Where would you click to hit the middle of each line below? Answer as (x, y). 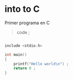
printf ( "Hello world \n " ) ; (41, 64)
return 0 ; (25, 68)
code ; (23, 32)
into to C (22, 9)
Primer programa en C (27, 23)
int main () (16, 55)
